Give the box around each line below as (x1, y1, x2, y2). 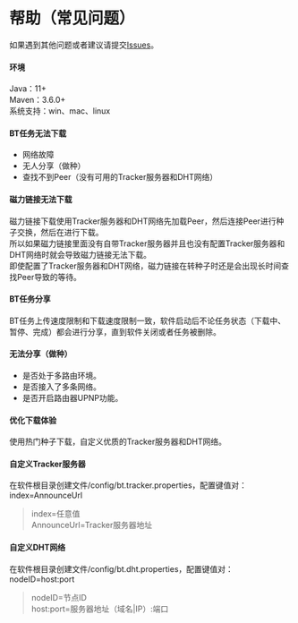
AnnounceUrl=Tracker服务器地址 (30, 520, 153, 531)
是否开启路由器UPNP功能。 (21, 392, 123, 403)
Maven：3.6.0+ (9, 95, 66, 106)
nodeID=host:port (9, 574, 75, 585)
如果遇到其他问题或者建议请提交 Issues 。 (9, 39, 159, 50)
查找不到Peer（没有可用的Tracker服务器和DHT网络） (21, 172, 217, 183)
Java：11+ (9, 83, 47, 94)
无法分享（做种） (9, 348, 72, 359)
